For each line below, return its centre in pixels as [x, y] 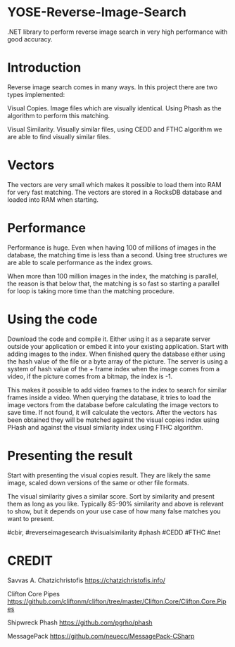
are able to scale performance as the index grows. [80, 262]
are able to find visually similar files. [59, 136]
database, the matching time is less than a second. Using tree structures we [117, 255]
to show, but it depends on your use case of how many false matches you [114, 511]
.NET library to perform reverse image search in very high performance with [118, 32]
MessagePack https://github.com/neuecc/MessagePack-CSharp [101, 636]
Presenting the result [70, 455]
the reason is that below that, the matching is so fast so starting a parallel [113, 283]
